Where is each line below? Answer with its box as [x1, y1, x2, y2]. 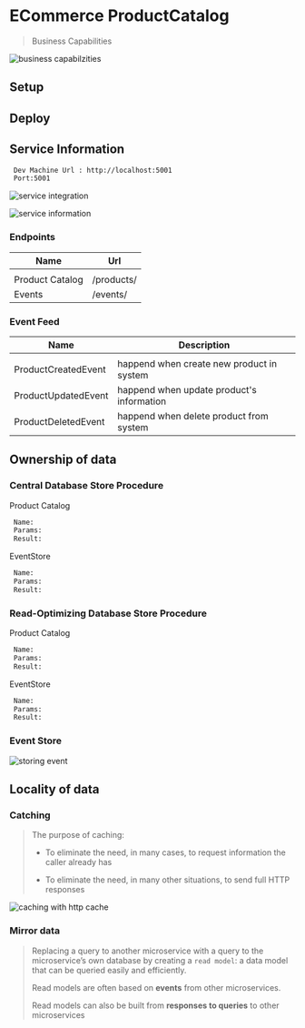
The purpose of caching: [31, 830, 125, 841]
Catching [9, 809, 52, 821]
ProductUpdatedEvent [14, 388, 109, 401]
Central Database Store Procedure [9, 479, 164, 492]
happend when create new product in [117, 357, 278, 369]
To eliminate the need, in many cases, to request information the [44, 847, 286, 858]
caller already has [44, 857, 113, 868]
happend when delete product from [117, 409, 270, 422]
